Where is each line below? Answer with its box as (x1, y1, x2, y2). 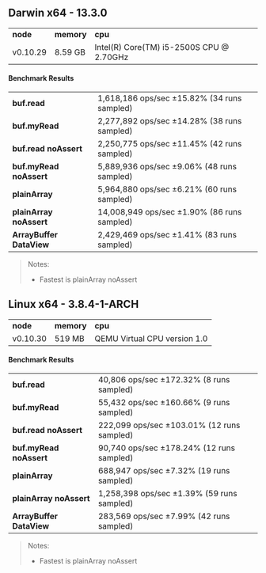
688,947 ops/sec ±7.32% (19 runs (97, 465, 230, 476)
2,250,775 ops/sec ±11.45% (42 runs (97, 139, 242, 150)
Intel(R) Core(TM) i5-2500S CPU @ (94, 41, 230, 52)
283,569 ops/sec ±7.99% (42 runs (97, 510, 230, 522)
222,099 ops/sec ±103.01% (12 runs (97, 419, 241, 431)
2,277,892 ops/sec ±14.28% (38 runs (97, 116, 242, 127)
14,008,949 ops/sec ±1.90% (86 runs (97, 207, 242, 218)
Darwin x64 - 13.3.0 (8, 6, 108, 20)
